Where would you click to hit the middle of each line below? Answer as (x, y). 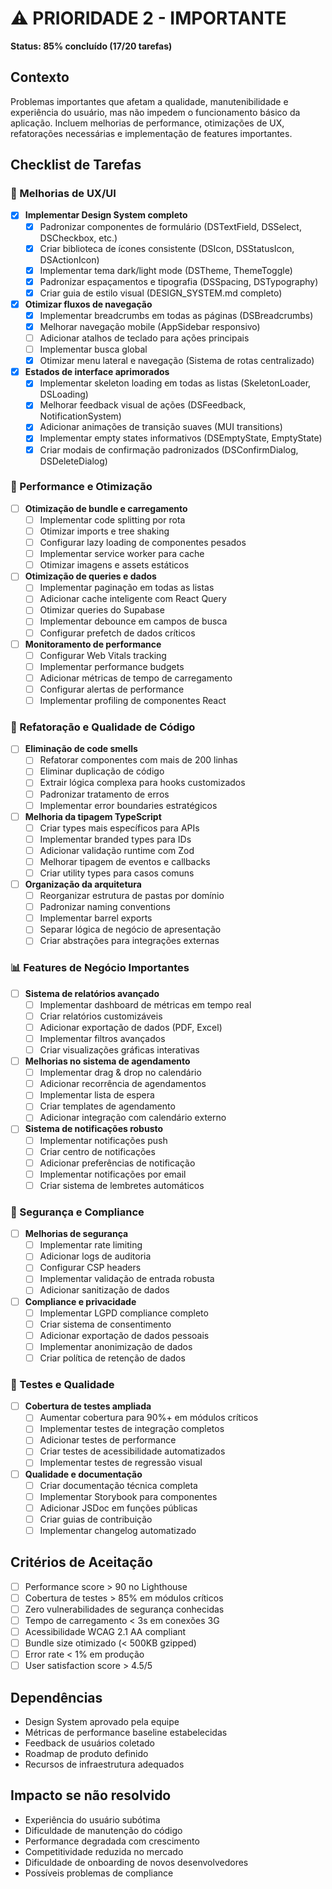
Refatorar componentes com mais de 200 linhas (138, 760)
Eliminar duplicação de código (102, 771)
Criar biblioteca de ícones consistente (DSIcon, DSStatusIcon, (167, 248)
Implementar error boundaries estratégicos (128, 805)
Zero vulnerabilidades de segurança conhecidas (124, 1609)
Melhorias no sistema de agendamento (107, 1061)
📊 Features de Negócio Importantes (100, 968)
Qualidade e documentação (83, 1474)
